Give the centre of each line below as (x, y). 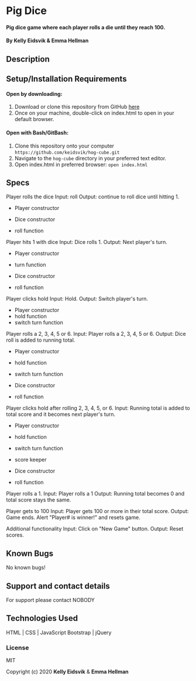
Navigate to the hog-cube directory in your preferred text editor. (90, 158)
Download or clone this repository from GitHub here (77, 107)
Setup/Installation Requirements (66, 79)
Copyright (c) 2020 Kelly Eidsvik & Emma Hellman (67, 672)
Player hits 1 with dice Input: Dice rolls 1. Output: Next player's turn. (87, 242)
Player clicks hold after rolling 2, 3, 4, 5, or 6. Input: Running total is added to (98, 408)
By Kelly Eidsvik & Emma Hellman (47, 41)
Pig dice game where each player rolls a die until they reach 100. (86, 27)
